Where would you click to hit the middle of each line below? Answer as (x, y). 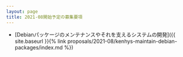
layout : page (22, 11)
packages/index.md (39, 47)
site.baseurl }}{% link (40, 41)
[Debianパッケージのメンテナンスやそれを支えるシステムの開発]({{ (95, 34)
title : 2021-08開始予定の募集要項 (44, 17)
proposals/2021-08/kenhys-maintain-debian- (122, 41)
